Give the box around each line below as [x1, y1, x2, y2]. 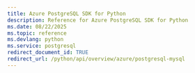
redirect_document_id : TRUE [7, 49, 89, 56]
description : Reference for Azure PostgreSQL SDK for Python [7, 17, 189, 24]
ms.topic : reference [7, 29, 68, 37]
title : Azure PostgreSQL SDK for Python [7, 10, 127, 17]
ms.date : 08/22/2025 [7, 23, 68, 30]
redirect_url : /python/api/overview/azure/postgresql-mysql [7, 56, 186, 63]
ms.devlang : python [7, 36, 64, 43]
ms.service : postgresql [7, 42, 77, 49]
